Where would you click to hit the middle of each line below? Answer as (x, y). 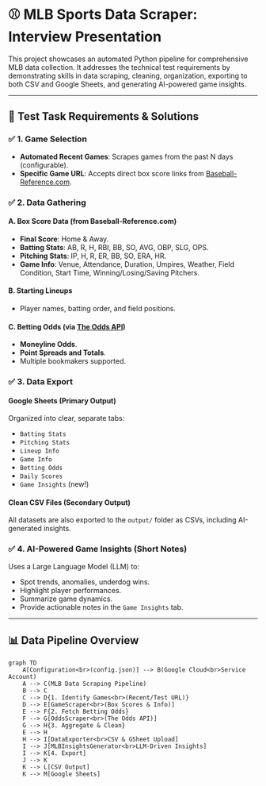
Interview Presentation (85, 37)
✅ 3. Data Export (41, 382)
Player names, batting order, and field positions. (98, 308)
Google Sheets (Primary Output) (62, 400)
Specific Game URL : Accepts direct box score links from (112, 173)
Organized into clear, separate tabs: (66, 418)
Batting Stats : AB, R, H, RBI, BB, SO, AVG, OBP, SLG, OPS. (114, 247)
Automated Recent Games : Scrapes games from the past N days (126, 156)
